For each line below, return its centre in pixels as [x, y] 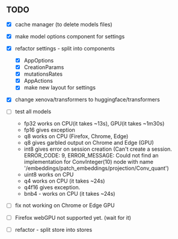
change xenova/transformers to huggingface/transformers [87, 100]
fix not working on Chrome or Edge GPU [65, 205]
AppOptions [39, 60]
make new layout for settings [60, 88]
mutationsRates [43, 74]
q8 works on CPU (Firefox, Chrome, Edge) [76, 136]
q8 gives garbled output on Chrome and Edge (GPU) [89, 143]
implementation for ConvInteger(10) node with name [89, 162]
